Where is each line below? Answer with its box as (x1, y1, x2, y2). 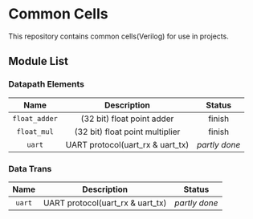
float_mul (16, 127, 54, 136)
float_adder (12, 114, 59, 123)
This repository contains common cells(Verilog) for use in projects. (8, 31, 229, 41)
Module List (8, 55, 68, 68)
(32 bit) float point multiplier (74, 126, 181, 137)
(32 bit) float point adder (80, 113, 174, 124)
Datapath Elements (8, 79, 84, 90)
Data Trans (8, 163, 52, 174)
